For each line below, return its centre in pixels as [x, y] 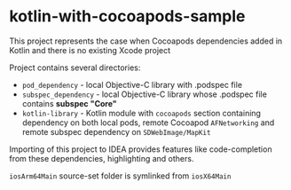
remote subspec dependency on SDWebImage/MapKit [116, 131]
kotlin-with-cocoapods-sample [127, 16]
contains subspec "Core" [69, 103]
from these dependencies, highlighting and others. [102, 158]
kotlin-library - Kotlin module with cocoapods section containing [142, 113]
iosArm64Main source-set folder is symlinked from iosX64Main [120, 176]
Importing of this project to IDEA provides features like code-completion [141, 149]
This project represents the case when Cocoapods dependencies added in [146, 41]
